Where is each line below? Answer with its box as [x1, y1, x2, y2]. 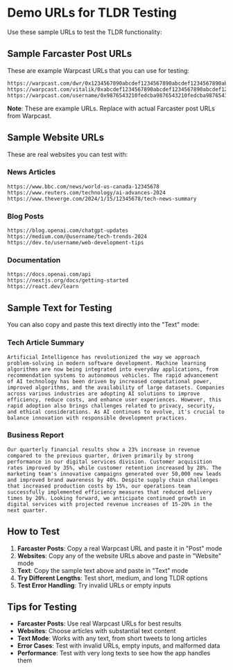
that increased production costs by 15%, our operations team [7, 483, 191, 489]
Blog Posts [7, 211, 44, 221]
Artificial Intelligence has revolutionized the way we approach [7, 353, 200, 360]
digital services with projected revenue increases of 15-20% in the [7, 501, 213, 508]
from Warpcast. [7, 111, 52, 119]
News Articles [7, 167, 56, 177]
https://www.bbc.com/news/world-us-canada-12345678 [7, 183, 159, 190]
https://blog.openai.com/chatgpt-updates [7, 227, 129, 234]
